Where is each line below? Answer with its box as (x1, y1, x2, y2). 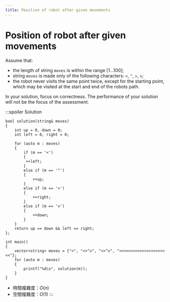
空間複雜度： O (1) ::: (12, 291, 53, 297)
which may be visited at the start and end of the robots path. (12, 83, 140, 89)
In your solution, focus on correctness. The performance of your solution (5, 93, 158, 100)
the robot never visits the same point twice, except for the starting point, (12, 78, 164, 84)
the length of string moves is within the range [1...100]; (12, 67, 124, 73)
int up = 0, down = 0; (14, 127, 63, 133)
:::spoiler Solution (5, 108, 42, 115)
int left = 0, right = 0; (14, 132, 70, 137)
